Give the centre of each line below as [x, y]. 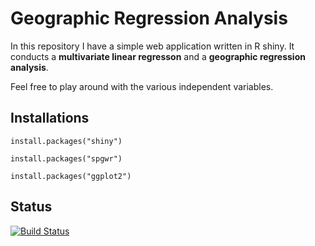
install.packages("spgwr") [66, 158]
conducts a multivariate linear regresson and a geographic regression [158, 56]
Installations [50, 118]
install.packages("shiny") [66, 141]
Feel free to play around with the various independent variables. [142, 86]
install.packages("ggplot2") [71, 176]
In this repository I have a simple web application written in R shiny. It [152, 46]
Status [31, 207]
